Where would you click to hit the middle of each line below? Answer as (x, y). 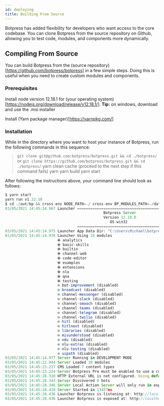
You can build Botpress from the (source (46, 65)
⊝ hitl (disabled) (76, 322)
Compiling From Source (41, 53)
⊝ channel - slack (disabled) (86, 299)
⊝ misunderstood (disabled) (86, 335)
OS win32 (119, 222)
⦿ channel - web (72, 254)
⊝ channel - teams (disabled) (86, 308)
